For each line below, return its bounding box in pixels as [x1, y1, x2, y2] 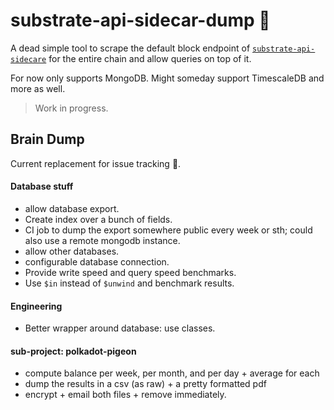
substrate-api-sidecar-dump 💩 [10, 9, 271, 32]
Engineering [10, 300, 63, 312]
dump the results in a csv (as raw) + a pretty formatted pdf [24, 378, 267, 390]
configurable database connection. [24, 255, 170, 268]
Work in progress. [34, 102, 109, 114]
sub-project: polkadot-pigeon [10, 345, 137, 357]
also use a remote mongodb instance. [24, 234, 181, 246]
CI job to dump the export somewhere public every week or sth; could [24, 224, 313, 236]
